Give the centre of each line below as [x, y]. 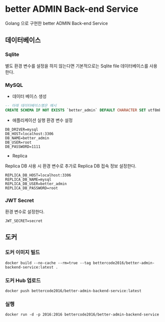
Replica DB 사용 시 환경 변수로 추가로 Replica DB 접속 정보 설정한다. [71, 166]
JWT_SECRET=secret [24, 221]
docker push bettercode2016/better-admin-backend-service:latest [73, 291]
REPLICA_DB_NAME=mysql [28, 179]
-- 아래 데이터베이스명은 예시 [31, 106]
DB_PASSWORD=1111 [23, 147]
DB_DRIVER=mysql [22, 129]
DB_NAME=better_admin [27, 138]
